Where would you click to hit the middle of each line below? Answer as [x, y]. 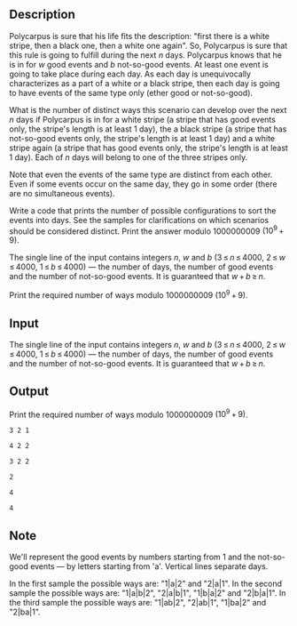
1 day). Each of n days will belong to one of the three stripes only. [129, 157]
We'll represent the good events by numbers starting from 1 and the [133, 557]
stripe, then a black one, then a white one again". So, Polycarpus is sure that [148, 45]
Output [29, 392]
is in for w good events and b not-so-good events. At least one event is [139, 64]
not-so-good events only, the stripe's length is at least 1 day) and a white [142, 138]
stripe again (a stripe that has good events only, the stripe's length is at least [148, 148]
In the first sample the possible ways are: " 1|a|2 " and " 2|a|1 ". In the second [145, 584]
